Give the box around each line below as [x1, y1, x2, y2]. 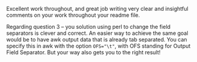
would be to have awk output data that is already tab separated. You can [6, 36, 187, 43]
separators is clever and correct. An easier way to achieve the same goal [6, 29, 189, 37]
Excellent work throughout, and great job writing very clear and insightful [6, 5, 189, 12]
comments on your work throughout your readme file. [6, 11, 141, 19]
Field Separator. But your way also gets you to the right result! [6, 49, 161, 56]
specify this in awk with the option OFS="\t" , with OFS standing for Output [6, 42, 191, 49]
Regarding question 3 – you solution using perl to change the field [6, 23, 171, 30]
